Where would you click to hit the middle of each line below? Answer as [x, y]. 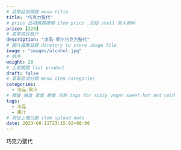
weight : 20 [20, 62]
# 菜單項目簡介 [23, 34]
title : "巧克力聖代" [29, 17]
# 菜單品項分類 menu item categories [51, 79]
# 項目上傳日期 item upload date [45, 118]
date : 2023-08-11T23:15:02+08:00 [48, 124]
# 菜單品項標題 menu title [37, 12]
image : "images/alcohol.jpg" [44, 51]
